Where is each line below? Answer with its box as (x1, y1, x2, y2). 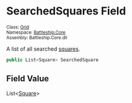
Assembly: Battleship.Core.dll (6, 34, 68, 40)
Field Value (6, 73, 50, 84)
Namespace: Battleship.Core (6, 29, 66, 36)
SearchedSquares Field (6, 4, 126, 18)
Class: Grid (6, 24, 29, 30)
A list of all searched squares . (6, 45, 81, 52)
